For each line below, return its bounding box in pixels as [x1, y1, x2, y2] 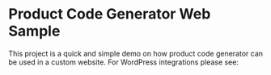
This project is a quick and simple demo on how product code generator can [8, 48, 264, 58]
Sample [8, 22, 61, 40]
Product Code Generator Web [8, 5, 211, 23]
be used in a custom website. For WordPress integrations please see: [8, 57, 239, 67]
